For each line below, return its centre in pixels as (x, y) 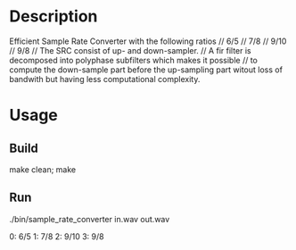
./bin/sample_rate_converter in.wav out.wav (90, 219)
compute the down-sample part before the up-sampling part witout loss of (146, 70)
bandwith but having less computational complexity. (105, 79)
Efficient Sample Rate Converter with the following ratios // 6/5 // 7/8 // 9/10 (148, 41)
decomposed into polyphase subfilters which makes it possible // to (134, 60)
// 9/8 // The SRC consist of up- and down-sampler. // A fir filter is (130, 50)
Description (53, 17)
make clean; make (43, 169)
